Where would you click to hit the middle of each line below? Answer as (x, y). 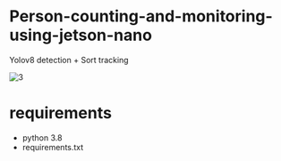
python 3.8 (42, 137)
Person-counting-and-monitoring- (141, 16)
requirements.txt (53, 147)
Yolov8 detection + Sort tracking (69, 60)
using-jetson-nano (81, 35)
